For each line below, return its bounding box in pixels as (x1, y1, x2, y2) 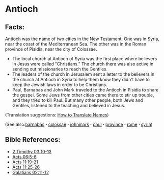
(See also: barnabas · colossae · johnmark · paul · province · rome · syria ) (5, 121, 153, 127)
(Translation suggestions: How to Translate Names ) (5, 112, 109, 118)
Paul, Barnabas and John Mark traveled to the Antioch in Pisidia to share (12, 87, 159, 92)
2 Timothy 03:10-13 (12, 148, 52, 155)
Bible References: (5, 135, 60, 144)
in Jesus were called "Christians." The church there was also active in (12, 61, 154, 67)
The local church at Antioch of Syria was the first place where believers (12, 56, 157, 62)
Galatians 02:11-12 (12, 169, 49, 175)
